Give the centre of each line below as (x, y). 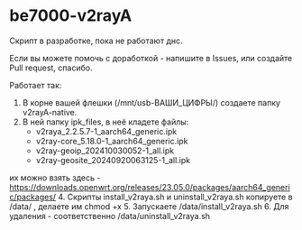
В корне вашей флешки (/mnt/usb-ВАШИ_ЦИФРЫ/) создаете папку (151, 102)
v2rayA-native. (50, 112)
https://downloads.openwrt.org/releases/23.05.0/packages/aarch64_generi (150, 187)
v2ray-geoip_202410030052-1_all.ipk (105, 151)
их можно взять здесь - (55, 178)
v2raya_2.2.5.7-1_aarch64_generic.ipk (106, 131)
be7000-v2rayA (71, 16)
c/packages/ (33, 197)
